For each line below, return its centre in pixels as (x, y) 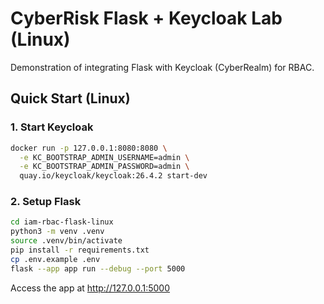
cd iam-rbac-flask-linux (62, 222)
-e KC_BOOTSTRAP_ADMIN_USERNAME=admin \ (104, 157)
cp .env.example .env (55, 259)
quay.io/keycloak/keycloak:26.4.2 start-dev (113, 176)
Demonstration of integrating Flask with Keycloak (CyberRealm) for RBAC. (162, 67)
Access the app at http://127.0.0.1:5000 (90, 288)
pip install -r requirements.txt (80, 250)
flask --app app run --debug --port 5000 (98, 268)
